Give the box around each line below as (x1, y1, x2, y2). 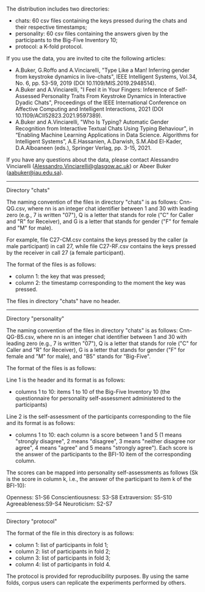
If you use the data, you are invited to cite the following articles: (6, 55, 166, 62)
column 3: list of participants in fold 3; (15, 554, 111, 562)
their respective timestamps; (15, 24, 87, 30)
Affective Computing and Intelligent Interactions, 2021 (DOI (15, 105, 164, 112)
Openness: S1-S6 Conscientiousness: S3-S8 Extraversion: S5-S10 (6, 494, 173, 501)
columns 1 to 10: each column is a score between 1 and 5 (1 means (15, 431, 182, 438)
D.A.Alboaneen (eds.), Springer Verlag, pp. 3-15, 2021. (15, 144, 152, 151)
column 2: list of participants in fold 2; (15, 548, 111, 555)
